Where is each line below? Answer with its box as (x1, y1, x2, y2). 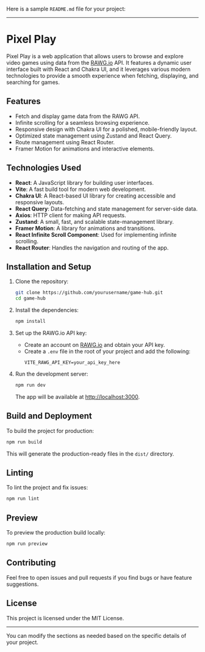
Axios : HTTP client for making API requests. (15, 211, 126, 219)
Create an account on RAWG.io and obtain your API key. (24, 341, 165, 348)
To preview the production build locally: (6, 529, 106, 536)
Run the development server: (15, 370, 88, 377)
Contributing (6, 558, 56, 568)
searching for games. (6, 78, 60, 86)
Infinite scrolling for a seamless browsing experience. (15, 119, 150, 126)
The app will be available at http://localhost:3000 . (15, 393, 140, 400)
